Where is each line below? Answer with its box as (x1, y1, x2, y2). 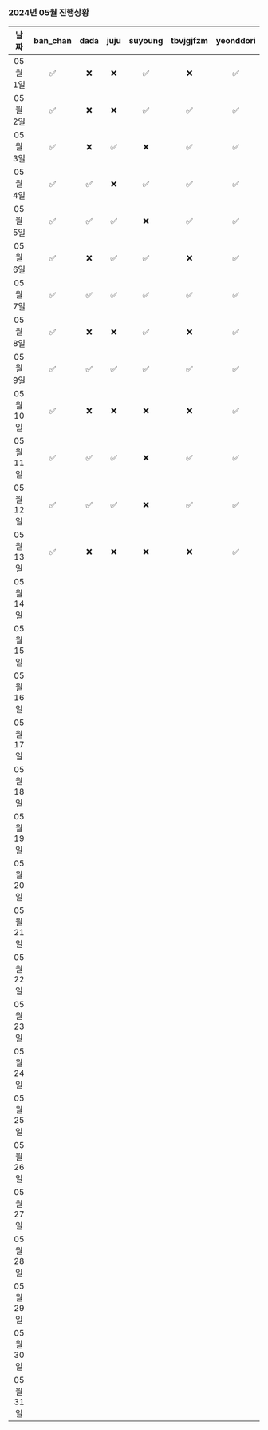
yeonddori (215, 35, 256, 46)
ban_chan (33, 35, 72, 46)
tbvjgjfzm (171, 35, 209, 46)
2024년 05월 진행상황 (8, 6, 89, 18)
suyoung (128, 35, 164, 46)
